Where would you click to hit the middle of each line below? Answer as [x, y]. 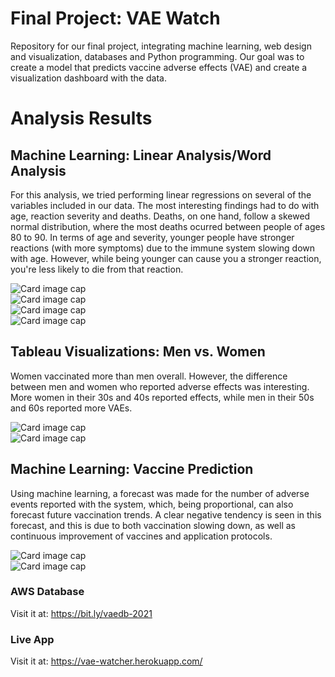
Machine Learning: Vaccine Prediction [132, 469]
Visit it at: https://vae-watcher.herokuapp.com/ [106, 661]
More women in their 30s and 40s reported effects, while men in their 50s [162, 397]
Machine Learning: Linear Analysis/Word [141, 155]
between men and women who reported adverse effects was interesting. [160, 386]
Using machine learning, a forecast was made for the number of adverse [160, 493]
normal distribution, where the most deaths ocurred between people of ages [168, 226]
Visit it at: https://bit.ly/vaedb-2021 [81, 613]
